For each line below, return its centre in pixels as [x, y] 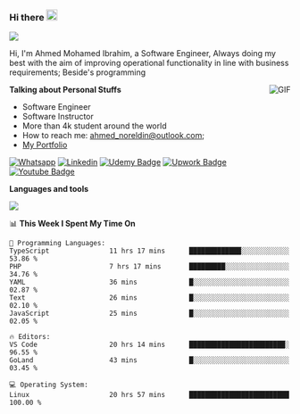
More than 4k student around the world [94, 126]
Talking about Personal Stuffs [66, 90]
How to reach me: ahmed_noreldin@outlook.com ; [113, 136]
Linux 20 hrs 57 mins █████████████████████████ [150, 395]
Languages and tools [49, 189]
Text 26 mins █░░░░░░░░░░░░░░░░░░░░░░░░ [150, 298]
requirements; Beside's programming [77, 72]
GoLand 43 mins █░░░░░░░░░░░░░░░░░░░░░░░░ [150, 360]
